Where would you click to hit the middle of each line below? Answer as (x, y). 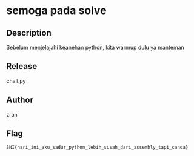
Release (22, 66)
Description (29, 33)
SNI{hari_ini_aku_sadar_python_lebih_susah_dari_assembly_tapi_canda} (97, 148)
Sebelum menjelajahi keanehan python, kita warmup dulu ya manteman (95, 47)
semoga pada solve (57, 11)
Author (20, 100)
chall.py (16, 81)
